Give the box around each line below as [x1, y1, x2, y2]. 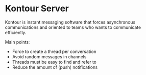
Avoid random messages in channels [12, 53, 87, 59]
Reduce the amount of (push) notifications [12, 64, 98, 70]
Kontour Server [5, 3, 69, 14]
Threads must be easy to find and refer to [12, 59, 97, 65]
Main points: [5, 39, 30, 45]
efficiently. [5, 29, 26, 35]
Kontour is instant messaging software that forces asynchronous [5, 19, 136, 25]
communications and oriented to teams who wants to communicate [5, 24, 141, 30]
